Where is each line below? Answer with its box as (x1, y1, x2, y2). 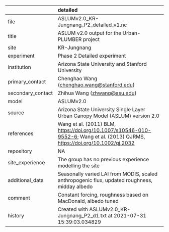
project (82, 36, 100, 42)
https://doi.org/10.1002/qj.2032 (57, 140, 135, 146)
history (8, 212, 24, 219)
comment (8, 195, 30, 201)
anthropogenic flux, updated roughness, (57, 177, 152, 183)
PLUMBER (57, 36, 82, 42)
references (8, 130, 34, 137)
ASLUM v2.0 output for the (57, 30, 122, 36)
